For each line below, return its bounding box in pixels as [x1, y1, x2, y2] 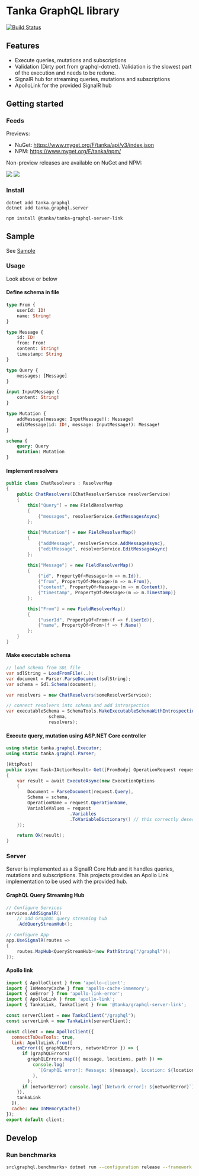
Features [6, 41, 40, 51]
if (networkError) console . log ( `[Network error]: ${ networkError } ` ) [21, 1084, 195, 1090]
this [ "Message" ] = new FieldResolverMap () [27, 562, 134, 568]
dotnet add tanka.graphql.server [6, 205, 89, 211]
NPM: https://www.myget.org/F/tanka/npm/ [14, 148, 121, 155]
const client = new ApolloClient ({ [6, 1029, 94, 1035]
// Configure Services [6, 904, 62, 911]
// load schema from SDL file [6, 665, 81, 671]
